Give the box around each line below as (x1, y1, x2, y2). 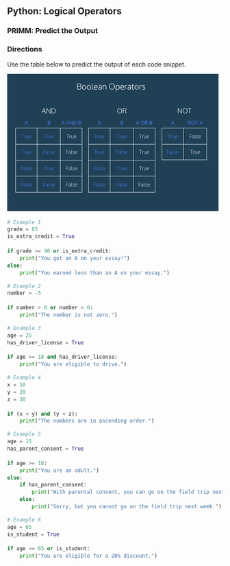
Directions (7, 45, 42, 54)
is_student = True (7, 531, 60, 538)
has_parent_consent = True (7, 445, 84, 452)
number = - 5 (7, 290, 41, 297)
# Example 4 (7, 374, 41, 381)
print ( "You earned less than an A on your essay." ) (19, 269, 170, 276)
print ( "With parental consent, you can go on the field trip (31, 488, 210, 496)
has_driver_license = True (7, 339, 84, 346)
